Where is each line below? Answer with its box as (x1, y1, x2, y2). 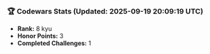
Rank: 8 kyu (17, 25, 52, 33)
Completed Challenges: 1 (17, 39, 91, 47)
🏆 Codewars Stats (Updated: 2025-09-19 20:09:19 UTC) (7, 6, 204, 16)
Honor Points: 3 (17, 32, 64, 40)
